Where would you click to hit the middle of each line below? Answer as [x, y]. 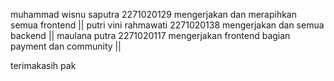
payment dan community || [66, 46]
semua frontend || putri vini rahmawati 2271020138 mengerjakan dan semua [167, 25]
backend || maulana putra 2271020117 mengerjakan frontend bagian [150, 35]
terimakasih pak [43, 65]
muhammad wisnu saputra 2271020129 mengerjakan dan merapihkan [154, 14]
